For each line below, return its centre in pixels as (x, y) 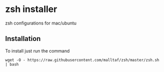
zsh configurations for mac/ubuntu (41, 23)
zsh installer (31, 9)
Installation (23, 39)
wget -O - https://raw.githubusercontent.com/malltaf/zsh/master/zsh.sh (82, 60)
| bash (12, 64)
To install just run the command (37, 50)
